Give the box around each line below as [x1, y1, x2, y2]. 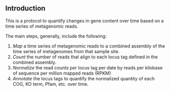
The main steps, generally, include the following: [5, 33, 107, 39]
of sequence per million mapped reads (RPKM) [12, 70, 111, 76]
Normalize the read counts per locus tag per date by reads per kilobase [12, 64, 163, 71]
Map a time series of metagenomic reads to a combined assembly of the [12, 43, 165, 49]
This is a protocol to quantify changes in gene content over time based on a [5, 17, 164, 24]
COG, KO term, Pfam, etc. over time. [12, 81, 89, 87]
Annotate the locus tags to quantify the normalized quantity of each [12, 75, 155, 81]
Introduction [5, 4, 46, 13]
